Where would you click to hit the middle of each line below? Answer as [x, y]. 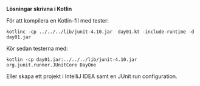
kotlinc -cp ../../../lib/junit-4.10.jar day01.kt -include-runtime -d [100, 32]
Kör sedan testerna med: [37, 48]
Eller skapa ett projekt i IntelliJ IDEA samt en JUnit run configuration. [92, 76]
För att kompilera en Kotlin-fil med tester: [58, 20]
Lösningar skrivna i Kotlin [39, 9]
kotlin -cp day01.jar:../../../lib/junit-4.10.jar [72, 60]
